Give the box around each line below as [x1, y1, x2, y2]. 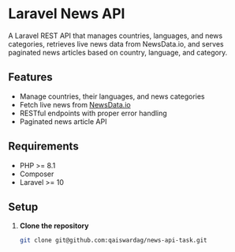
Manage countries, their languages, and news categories [19, 92, 205, 101]
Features [8, 70, 53, 84]
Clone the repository [19, 221, 89, 231]
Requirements [8, 140, 79, 153]
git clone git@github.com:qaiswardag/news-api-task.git [19, 236, 207, 245]
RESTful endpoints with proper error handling [19, 108, 167, 118]
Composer [19, 169, 54, 179]
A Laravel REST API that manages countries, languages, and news [8, 31, 223, 40]
